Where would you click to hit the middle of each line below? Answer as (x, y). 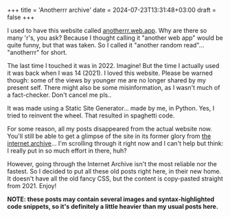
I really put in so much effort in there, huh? (67, 151)
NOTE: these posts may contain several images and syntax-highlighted (111, 199)
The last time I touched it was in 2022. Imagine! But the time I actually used (113, 66)
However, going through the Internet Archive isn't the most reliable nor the (112, 164)
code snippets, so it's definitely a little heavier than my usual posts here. (113, 206)
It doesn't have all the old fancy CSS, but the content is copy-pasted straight (115, 179)
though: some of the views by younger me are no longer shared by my (106, 80)
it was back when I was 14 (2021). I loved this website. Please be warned (110, 73)
